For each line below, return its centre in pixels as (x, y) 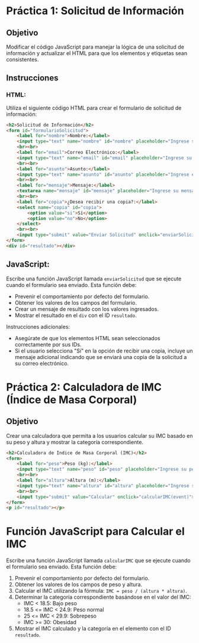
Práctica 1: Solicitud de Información (95, 11)
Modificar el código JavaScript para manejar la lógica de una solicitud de (95, 47)
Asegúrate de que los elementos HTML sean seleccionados (87, 338)
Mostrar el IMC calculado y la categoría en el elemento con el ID (93, 629)
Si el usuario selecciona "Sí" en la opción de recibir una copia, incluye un (104, 351)
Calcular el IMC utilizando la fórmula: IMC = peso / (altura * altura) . (101, 591)
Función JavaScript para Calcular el (95, 531)
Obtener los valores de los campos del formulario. (76, 302)
